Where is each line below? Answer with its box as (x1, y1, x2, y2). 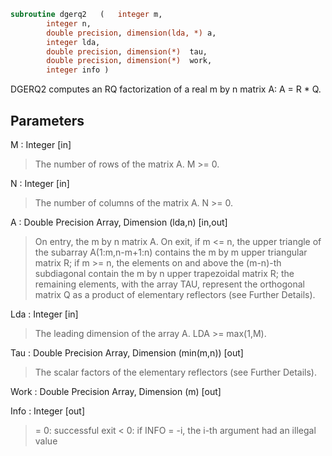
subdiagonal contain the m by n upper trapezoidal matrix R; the (34, 267, 295, 279)
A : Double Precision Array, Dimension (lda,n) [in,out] (10, 216, 228, 228)
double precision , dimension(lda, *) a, (46, 28, 217, 38)
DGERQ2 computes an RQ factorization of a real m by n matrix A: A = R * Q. (10, 83, 322, 95)
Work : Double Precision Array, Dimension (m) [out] (10, 385, 222, 397)
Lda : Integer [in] (10, 308, 79, 320)
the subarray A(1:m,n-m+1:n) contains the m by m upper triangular (34, 246, 308, 258)
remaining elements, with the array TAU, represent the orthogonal (34, 278, 305, 290)
